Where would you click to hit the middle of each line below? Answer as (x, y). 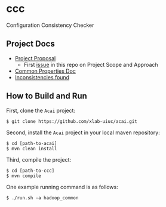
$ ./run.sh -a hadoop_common (42, 198)
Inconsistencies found (42, 77)
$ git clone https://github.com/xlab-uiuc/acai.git (72, 121)
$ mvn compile (24, 176)
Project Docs (30, 44)
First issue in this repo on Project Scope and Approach (91, 64)
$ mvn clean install (32, 149)
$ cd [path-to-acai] (32, 143)
